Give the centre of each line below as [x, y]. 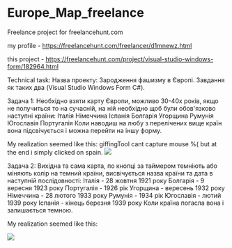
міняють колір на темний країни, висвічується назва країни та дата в [110, 173]
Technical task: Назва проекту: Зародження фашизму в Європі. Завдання [116, 80]
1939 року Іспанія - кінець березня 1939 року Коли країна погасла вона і [116, 203]
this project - [26, 59]
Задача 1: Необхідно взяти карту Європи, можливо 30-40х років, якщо [113, 101]
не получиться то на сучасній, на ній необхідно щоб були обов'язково [111, 108]
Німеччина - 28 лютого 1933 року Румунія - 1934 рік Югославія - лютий [114, 195]
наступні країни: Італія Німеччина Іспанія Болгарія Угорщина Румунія [110, 116]
